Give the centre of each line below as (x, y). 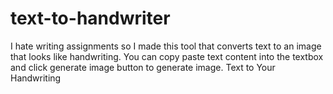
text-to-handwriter (90, 18)
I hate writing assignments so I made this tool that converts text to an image (166, 46)
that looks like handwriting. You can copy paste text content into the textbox (167, 56)
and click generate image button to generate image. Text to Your (143, 67)
